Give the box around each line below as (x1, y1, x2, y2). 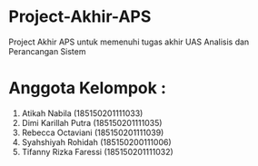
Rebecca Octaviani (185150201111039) (21, 127, 164, 138)
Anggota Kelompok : (8, 78, 167, 99)
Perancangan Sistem (8, 45, 86, 56)
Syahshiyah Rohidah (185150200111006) (21, 136, 172, 147)
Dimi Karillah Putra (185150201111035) (21, 117, 163, 128)
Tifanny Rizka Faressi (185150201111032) (21, 146, 174, 157)
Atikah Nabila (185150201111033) (21, 107, 144, 119)
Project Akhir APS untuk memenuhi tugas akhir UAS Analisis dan (8, 36, 250, 47)
